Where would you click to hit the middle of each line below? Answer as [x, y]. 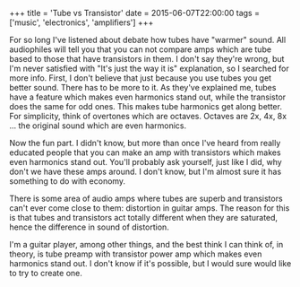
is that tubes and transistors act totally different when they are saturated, [144, 217]
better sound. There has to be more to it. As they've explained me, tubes [143, 87]
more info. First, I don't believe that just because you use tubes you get [140, 78]
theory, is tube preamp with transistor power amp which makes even [136, 254]
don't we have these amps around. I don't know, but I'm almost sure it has [146, 171]
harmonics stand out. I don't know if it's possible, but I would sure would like [150, 263]
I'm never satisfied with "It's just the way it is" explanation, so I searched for [149, 68]
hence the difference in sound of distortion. [90, 227]
